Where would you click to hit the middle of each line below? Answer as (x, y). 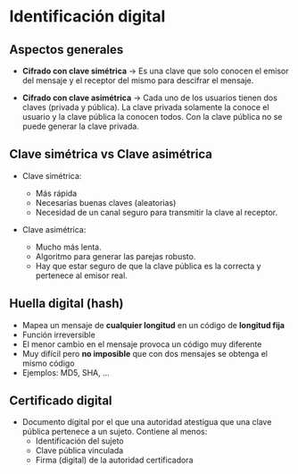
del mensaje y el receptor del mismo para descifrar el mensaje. (138, 80)
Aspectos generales (66, 50)
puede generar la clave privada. (81, 126)
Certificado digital (61, 401)
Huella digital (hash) (66, 304)
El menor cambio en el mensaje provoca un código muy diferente (142, 344)
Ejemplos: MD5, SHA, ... (66, 372)
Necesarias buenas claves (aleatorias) (106, 202)
